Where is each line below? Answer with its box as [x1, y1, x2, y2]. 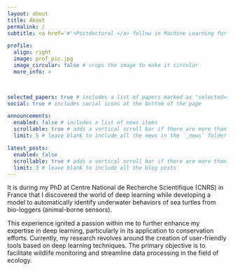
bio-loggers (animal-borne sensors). [7, 205, 113, 214]
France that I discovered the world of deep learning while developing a [7, 191, 211, 199]
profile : [7, 43, 33, 50]
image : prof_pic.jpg [13, 55, 73, 63]
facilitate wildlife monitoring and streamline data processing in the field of [7, 249, 219, 257]
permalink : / [7, 23, 45, 30]
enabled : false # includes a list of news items [13, 119, 158, 126]
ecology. [7, 256, 33, 265]
